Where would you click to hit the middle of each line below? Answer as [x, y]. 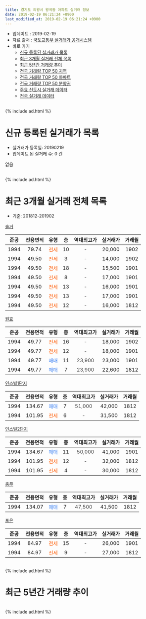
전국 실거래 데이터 [37, 96]
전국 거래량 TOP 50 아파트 [45, 77]
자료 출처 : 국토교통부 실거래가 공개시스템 [52, 40]
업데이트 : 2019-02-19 [34, 34]
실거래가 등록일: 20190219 [38, 148]
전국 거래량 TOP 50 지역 [43, 71]
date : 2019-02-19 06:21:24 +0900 [40, 14]
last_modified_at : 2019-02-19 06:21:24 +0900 [53, 19]
